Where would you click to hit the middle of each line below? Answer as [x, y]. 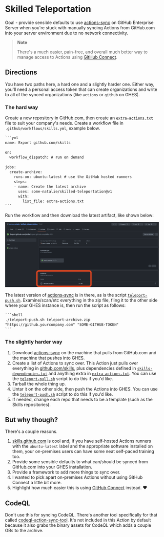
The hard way [21, 107]
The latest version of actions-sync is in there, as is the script [66, 295]
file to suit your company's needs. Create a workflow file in [64, 123]
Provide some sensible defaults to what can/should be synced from [80, 462]
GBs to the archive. [24, 531]
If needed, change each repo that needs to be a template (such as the [82, 399]
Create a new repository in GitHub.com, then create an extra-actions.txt [79, 118]
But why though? [31, 420]
